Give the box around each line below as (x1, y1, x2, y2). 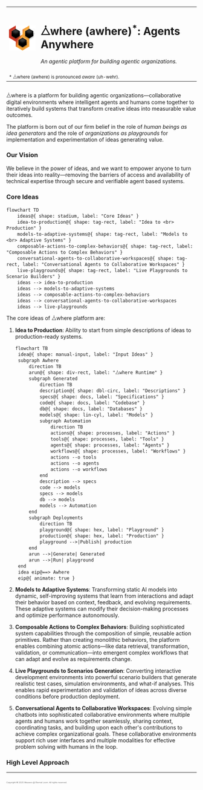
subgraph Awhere (18, 357, 59, 364)
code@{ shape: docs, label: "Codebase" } (39, 400, 146, 406)
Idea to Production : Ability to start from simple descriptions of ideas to (14, 327, 192, 334)
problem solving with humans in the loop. (14, 743, 118, 751)
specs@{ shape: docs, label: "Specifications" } (39, 394, 164, 400)
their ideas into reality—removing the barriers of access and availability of (6, 171, 190, 178)
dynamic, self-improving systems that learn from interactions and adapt (14, 592, 194, 599)
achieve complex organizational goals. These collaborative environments (14, 730, 197, 738)
